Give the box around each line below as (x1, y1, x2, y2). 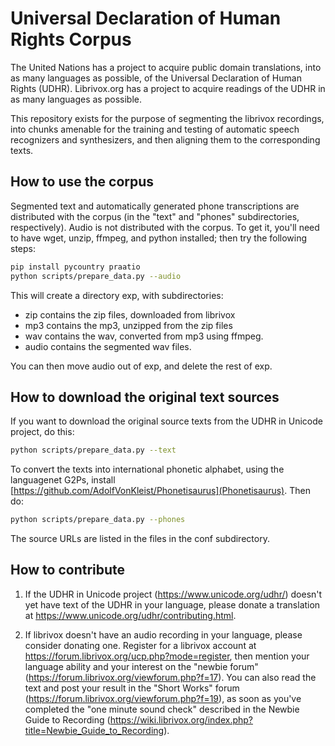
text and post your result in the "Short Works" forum (24, 682, 240, 694)
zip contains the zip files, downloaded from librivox (24, 308, 236, 321)
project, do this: (10, 426, 75, 438)
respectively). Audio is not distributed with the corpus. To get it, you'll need (10, 221, 320, 233)
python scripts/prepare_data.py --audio (10, 271, 182, 281)
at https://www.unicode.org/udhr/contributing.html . (24, 609, 237, 621)
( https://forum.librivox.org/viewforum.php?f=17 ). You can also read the (24, 671, 317, 683)
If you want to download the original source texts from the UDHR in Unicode (10, 415, 323, 427)
